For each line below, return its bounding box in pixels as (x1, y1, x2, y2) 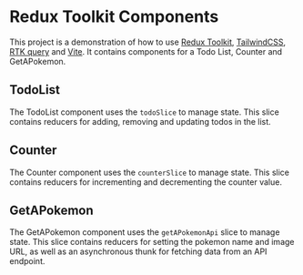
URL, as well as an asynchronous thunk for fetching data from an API (9, 246, 268, 257)
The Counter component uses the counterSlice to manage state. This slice (9, 167, 289, 178)
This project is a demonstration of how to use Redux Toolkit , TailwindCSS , (9, 36, 287, 47)
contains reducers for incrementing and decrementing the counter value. (9, 176, 282, 188)
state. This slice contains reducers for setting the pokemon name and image (9, 237, 295, 248)
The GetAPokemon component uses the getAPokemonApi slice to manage (9, 227, 280, 238)
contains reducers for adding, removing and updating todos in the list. (9, 116, 271, 127)
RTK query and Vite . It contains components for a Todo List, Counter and (9, 46, 283, 56)
